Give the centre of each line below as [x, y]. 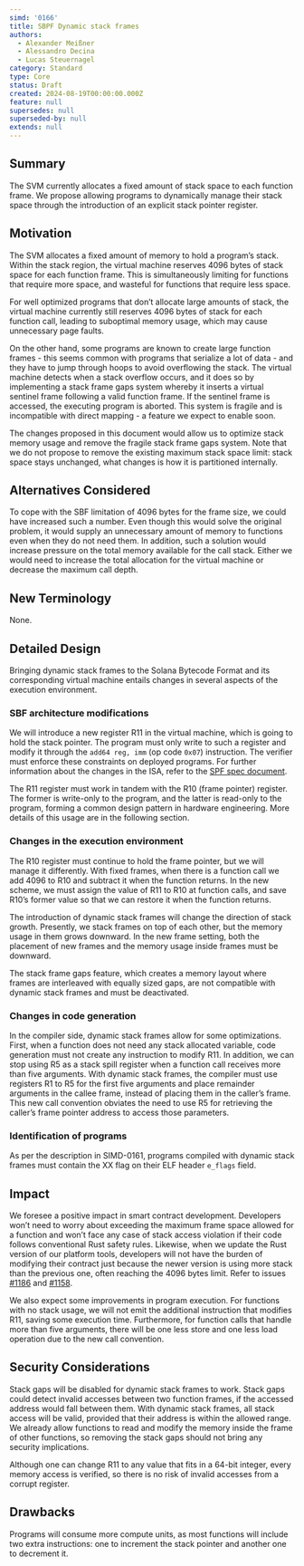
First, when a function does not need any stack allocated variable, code [142, 1045]
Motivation [41, 233]
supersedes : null [42, 110]
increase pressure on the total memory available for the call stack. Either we [151, 551]
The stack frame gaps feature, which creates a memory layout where [138, 973]
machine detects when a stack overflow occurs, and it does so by [132, 377]
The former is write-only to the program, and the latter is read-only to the [146, 799]
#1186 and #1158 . [41, 1283]
